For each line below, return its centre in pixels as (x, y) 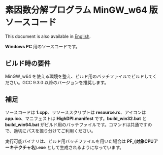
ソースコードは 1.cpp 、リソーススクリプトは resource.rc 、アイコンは (76, 112)
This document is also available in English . (48, 36)
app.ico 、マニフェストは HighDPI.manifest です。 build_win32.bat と (76, 118)
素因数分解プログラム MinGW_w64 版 (81, 10)
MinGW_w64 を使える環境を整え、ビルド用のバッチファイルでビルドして (79, 76)
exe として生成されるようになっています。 (81, 147)
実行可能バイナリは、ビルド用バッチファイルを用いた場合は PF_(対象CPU (80, 141)
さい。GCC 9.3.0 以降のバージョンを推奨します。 (59, 82)
